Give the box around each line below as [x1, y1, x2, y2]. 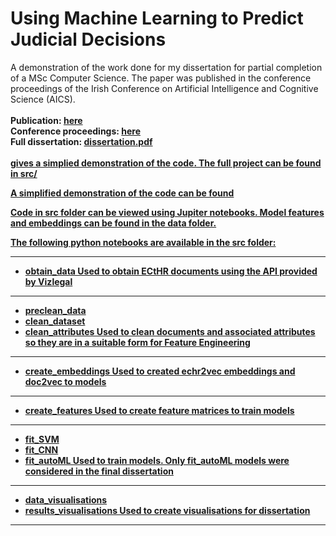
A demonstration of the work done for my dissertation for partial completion [10, 61, 323, 73]
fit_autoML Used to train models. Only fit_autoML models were [24, 454, 290, 466]
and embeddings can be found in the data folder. [10, 217, 217, 229]
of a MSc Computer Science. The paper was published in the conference [10, 72, 312, 84]
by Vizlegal [24, 275, 73, 287]
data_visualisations [24, 493, 108, 506]
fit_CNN [24, 443, 59, 456]
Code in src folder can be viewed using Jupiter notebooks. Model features [10, 206, 325, 218]
